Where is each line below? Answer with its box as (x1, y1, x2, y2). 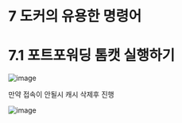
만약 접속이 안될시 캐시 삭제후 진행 (8, 90, 114, 99)
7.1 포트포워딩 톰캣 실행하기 (8, 47, 175, 64)
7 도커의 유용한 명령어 (8, 7, 142, 25)
